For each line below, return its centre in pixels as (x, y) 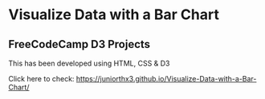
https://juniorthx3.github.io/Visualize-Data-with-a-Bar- (166, 79)
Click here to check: (41, 79)
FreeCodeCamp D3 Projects (79, 44)
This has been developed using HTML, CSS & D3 (89, 63)
